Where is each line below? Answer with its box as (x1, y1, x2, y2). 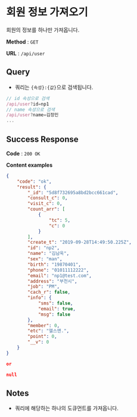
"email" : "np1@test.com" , (27, 272, 92, 279)
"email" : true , (38, 306, 76, 312)
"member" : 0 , (27, 322, 60, 328)
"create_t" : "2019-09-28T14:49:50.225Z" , (27, 239, 132, 245)
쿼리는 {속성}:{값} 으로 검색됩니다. (14, 83, 94, 91)
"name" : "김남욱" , (27, 251, 70, 257)
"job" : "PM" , (27, 284, 60, 290)
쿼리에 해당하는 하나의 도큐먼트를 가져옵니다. (14, 404, 119, 412)
